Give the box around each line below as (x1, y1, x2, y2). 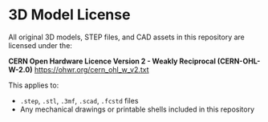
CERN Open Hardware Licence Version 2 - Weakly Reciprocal (8, 56, 217, 66)
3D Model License (8, 6, 131, 24)
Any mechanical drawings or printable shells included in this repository (19, 104, 255, 114)
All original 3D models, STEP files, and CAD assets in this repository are (8, 32, 245, 42)
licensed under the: (8, 40, 72, 50)
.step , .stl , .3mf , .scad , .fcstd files (19, 96, 139, 105)
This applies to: (8, 80, 59, 90)
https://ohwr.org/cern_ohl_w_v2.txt (34, 64, 150, 74)
